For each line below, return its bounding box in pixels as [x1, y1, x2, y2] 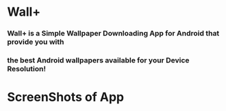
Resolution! [7, 64, 47, 74]
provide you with [7, 37, 64, 47]
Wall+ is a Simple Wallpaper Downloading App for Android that [7, 29, 220, 38]
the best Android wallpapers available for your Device [7, 56, 190, 65]
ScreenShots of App [7, 90, 125, 105]
